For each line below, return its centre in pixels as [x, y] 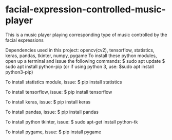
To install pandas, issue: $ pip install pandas [52, 112]
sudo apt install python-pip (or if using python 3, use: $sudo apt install [80, 66]
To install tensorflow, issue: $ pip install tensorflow [59, 92]
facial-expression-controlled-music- [85, 10]
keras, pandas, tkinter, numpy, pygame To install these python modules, [81, 56]
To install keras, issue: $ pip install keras [48, 102]
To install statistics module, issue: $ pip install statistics [64, 82]
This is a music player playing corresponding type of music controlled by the [86, 34]
